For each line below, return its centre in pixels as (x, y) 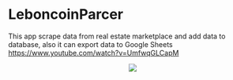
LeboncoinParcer (66, 15)
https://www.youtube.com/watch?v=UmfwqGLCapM (94, 53)
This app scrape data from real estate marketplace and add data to (117, 36)
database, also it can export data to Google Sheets (90, 44)
